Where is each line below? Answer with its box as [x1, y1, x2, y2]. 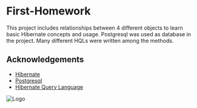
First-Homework [6, 4, 91, 18]
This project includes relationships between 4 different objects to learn [6, 24, 183, 31]
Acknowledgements [6, 54, 84, 65]
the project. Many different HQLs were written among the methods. [6, 37, 174, 44]
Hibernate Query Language [15, 83, 84, 91]
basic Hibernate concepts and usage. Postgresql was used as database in [6, 30, 192, 37]
